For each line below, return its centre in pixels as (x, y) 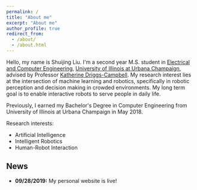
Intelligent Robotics (39, 141)
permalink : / (22, 12)
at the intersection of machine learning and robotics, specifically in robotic (98, 81)
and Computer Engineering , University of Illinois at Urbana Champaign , (94, 68)
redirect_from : (25, 34)
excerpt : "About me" (32, 23)
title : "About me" (29, 17)
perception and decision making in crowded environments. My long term (96, 87)
